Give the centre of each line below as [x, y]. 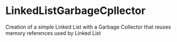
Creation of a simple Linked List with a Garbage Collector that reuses [88, 27]
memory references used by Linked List [53, 33]
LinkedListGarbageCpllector [76, 11]
